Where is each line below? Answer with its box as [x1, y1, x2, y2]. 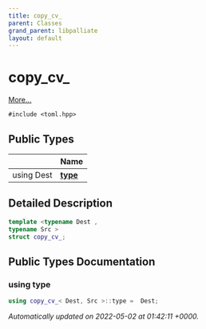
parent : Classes [8, 19, 62, 27]
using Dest [12, 170, 53, 180]
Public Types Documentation [8, 255, 156, 268]
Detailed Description [8, 197, 113, 211]
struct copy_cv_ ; [8, 233, 66, 241]
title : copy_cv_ [8, 11, 62, 20]
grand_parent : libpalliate [8, 26, 98, 34]
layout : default [8, 34, 62, 42]
